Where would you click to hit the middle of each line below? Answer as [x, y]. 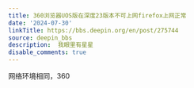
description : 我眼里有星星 [51, 45]
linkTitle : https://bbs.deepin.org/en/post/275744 [93, 30]
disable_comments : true [48, 52]
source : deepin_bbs [40, 38]
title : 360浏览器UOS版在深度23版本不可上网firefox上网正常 [97, 15]
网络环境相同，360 [39, 76]
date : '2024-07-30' [40, 23]
